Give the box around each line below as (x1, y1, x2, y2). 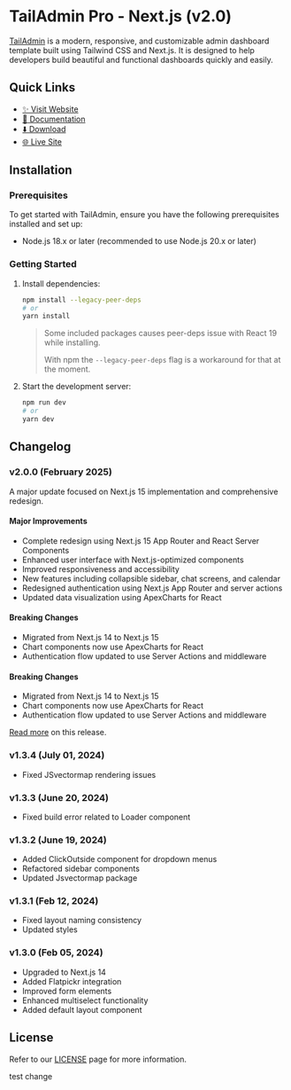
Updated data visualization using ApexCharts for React (21, 592, 223, 602)
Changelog (9, 439, 72, 454)
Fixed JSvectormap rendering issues (21, 769, 157, 780)
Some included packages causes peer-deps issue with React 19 (43, 328, 277, 339)
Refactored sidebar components (21, 863, 140, 874)
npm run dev (21, 398, 66, 407)
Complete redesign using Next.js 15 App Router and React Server (21, 535, 260, 546)
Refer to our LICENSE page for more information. (9, 1054, 188, 1064)
